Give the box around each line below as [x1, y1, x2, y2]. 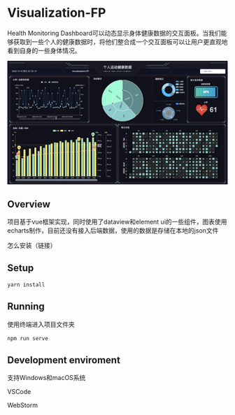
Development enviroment [7, 354, 121, 366]
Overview [7, 198, 51, 210]
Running [7, 300, 45, 312]
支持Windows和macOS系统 [7, 374, 86, 382]
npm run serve [7, 335, 49, 342]
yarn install [7, 282, 45, 289]
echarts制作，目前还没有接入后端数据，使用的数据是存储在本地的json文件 [7, 226, 219, 235]
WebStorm [7, 401, 38, 409]
